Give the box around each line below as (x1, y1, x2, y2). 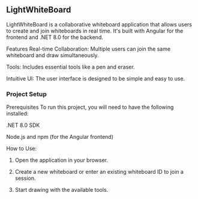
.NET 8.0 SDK (6, 121, 40, 129)
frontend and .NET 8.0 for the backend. (6, 33, 103, 41)
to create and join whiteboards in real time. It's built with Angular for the (6, 27, 184, 34)
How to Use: (6, 145, 37, 152)
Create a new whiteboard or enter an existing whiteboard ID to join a (14, 168, 184, 176)
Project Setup (6, 90, 47, 98)
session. (14, 174, 36, 182)
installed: (6, 110, 29, 117)
